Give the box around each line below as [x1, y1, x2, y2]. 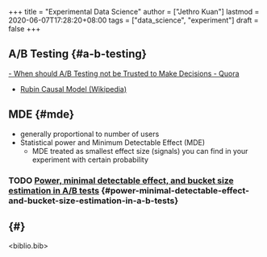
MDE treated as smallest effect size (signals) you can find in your [31, 146, 248, 155]
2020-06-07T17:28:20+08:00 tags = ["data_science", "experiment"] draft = [8, 15, 260, 25]
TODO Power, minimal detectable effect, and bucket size [8, 175, 234, 186]
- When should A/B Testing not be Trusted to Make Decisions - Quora [8, 68, 240, 78]
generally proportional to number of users [19, 129, 160, 139]
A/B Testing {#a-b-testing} [8, 48, 148, 61]
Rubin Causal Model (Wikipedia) [19, 84, 127, 93]
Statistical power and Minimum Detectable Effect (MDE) [19, 137, 206, 147]
